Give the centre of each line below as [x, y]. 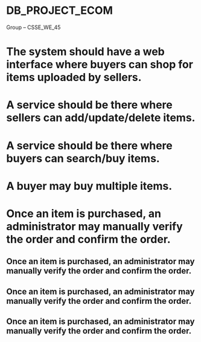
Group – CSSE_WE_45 [33, 27]
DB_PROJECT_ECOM [59, 11]
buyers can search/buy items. [83, 158]
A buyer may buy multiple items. [89, 186]
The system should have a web [85, 52]
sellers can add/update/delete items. [101, 118]
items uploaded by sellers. [74, 78]
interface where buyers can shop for [100, 65]
